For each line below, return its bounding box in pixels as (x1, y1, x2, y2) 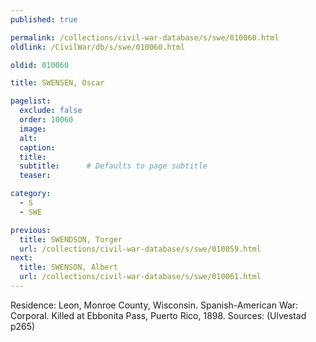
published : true (10, 14, 78, 25)
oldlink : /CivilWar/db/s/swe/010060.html (10, 42, 186, 52)
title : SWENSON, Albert (19, 262, 118, 273)
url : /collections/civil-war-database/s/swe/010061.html (19, 272, 262, 282)
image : (19, 124, 47, 134)
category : (10, 189, 52, 199)
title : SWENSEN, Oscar (10, 78, 105, 88)
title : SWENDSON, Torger (19, 234, 123, 245)
